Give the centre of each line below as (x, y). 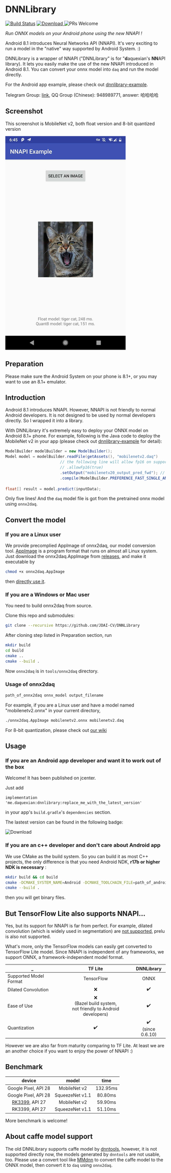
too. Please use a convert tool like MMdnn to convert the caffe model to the (84, 1160)
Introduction (25, 398)
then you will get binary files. (36, 898)
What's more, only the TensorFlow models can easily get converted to (79, 947)
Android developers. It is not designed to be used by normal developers (80, 415)
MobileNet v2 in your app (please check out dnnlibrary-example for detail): (84, 442)
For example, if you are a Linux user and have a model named (70, 705)
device (29, 1081)
